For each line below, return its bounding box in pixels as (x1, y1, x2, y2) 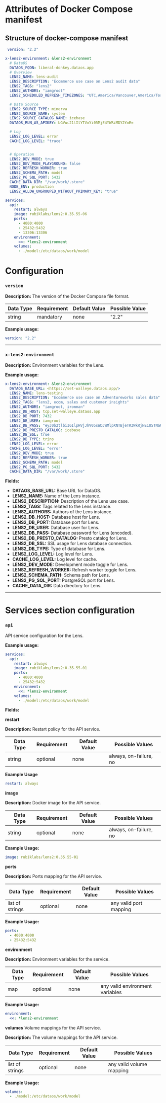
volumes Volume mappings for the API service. (5, 1024, 101, 1030)
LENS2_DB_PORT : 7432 (9, 413, 52, 418)
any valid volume (108, 1061, 147, 1068)
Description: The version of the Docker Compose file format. (5, 293, 130, 299)
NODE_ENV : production (9, 184, 54, 189)
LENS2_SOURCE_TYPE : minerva (9, 106, 68, 111)
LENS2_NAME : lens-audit (9, 75, 58, 79)
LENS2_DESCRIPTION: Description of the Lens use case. (12, 498, 129, 504)
